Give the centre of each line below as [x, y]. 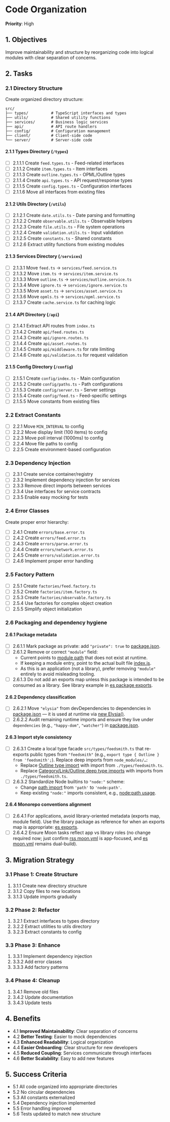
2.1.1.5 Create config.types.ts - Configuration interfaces [72, 186]
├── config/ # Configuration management [58, 131]
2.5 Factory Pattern [30, 575]
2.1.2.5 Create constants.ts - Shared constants [62, 238]
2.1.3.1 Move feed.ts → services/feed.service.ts [65, 268]
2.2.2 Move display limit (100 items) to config [60, 432]
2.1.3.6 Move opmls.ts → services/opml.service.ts [66, 297]
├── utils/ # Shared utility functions [58, 118]
